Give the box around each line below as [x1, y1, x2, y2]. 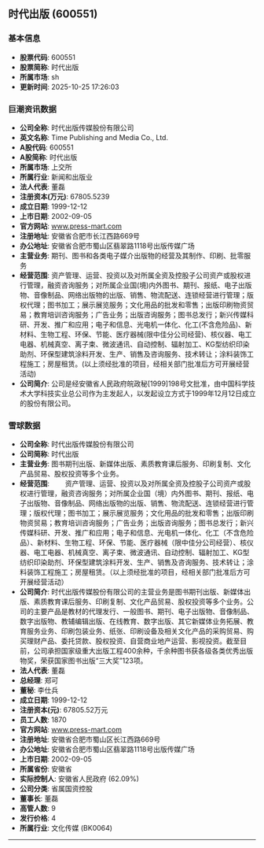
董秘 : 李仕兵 [19, 686, 59, 695]
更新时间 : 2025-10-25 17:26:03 [19, 82, 119, 91]
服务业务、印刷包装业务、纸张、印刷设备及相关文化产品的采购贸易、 [26, 627, 247, 636]
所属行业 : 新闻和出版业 [19, 172, 93, 181]
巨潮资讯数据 [8, 103, 57, 114]
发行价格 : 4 [19, 813, 57, 823]
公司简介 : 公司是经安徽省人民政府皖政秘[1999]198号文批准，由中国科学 [19, 379, 249, 388]
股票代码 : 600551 [19, 52, 76, 61]
